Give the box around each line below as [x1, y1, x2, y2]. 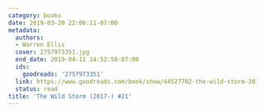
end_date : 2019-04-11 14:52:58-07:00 [15, 56, 140, 64]
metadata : [8, 26, 41, 34]
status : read [15, 84, 58, 93]
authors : [15, 33, 44, 42]
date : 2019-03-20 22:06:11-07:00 [8, 19, 118, 27]
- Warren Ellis [15, 41, 65, 49]
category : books [8, 11, 62, 20]
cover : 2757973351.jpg [15, 48, 90, 56]
